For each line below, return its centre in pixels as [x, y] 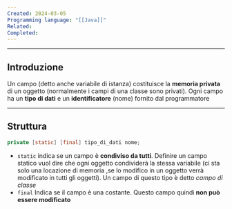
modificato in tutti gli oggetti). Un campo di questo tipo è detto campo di [120, 177]
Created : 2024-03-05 [37, 13]
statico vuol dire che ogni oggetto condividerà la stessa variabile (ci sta [118, 163]
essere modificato [44, 199]
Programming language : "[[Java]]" [57, 20]
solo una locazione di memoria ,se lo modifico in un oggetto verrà [110, 170]
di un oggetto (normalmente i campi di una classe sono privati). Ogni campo [115, 91]
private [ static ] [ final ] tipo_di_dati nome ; [74, 142]
